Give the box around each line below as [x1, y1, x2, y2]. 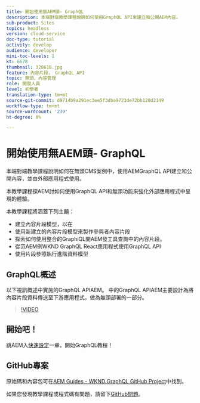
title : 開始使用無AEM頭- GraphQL [6, 8, 84, 15]
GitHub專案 [6, 361, 49, 371]
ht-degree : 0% [6, 114, 42, 120]
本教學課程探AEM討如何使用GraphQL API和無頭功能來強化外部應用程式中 [6, 188, 186, 195]
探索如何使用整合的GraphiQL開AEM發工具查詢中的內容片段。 [14, 235, 165, 243]
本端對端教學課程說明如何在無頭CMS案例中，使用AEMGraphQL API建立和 [6, 168, 187, 175]
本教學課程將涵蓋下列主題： [6, 208, 75, 215]
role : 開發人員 [6, 81, 41, 87]
